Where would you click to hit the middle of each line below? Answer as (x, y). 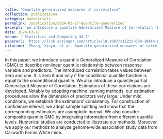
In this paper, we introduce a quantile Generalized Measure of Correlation (78, 60)
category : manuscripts (28, 19)
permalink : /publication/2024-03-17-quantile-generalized (65, 23)
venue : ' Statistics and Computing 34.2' (48, 37)
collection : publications (31, 14)
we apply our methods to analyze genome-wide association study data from (81, 127)
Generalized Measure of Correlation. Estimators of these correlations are (78, 85)
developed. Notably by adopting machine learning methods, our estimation (80, 91)
